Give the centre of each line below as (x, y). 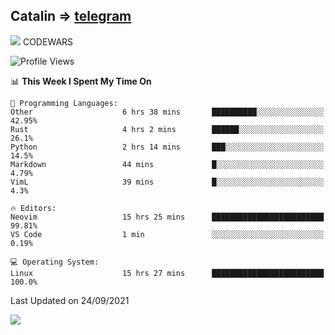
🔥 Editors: (33, 208)
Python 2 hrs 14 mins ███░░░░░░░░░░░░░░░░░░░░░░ (167, 147)
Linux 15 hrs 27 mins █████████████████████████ (167, 273)
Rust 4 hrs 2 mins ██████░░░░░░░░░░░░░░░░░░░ (167, 129)
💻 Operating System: (55, 262)
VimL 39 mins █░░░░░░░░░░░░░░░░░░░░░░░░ (167, 182)
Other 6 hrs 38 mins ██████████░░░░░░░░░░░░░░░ (167, 112)
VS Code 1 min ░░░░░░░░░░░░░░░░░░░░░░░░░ (167, 234)
